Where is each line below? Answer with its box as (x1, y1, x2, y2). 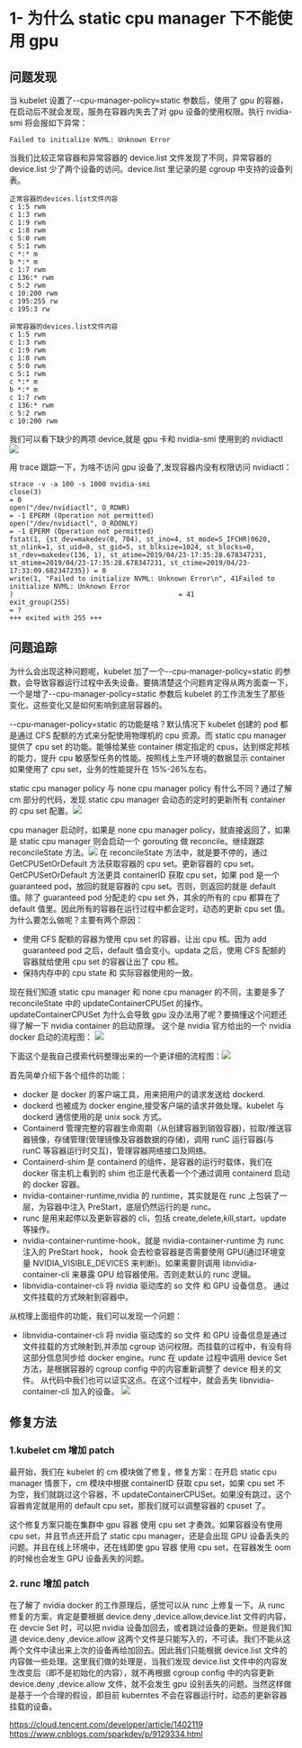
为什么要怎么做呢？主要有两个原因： (9, 915, 144, 925)
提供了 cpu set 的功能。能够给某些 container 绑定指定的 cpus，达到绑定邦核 (9, 741, 290, 752)
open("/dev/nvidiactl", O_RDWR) (9, 503, 130, 512)
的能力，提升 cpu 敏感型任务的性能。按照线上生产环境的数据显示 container (9, 752, 286, 763)
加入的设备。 (71, 1385, 120, 1396)
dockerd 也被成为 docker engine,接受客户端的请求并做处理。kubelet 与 (22, 1100, 285, 1111)
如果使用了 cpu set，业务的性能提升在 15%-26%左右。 (9, 763, 212, 774)
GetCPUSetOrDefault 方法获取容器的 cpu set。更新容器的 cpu (9, 858, 238, 869)
